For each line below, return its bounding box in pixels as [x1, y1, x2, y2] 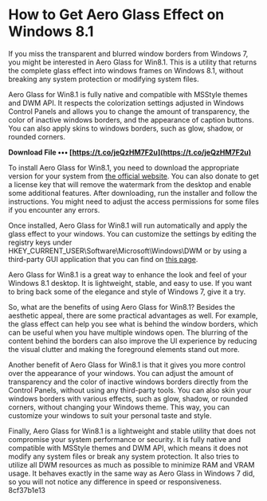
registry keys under [8, 237, 73, 247]
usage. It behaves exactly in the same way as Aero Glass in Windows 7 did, [8, 468, 255, 478]
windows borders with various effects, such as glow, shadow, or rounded [8, 393, 249, 403]
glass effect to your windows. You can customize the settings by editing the [8, 229, 257, 238]
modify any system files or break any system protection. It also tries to [8, 452, 239, 461]
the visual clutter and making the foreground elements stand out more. [8, 344, 241, 354]
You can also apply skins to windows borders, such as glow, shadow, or [8, 123, 244, 133]
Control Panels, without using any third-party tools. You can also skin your [8, 385, 253, 395]
